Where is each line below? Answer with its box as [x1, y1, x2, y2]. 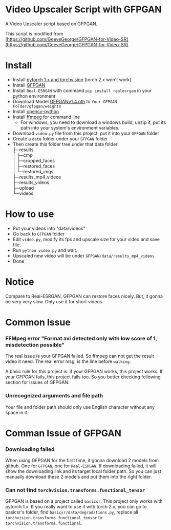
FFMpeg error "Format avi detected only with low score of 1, [5, 335, 157, 342]
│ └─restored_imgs [12, 168, 54, 174]
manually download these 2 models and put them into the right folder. [5, 474, 152, 480]
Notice [5, 276, 34, 287]
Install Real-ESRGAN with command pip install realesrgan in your [12, 87, 152, 94]
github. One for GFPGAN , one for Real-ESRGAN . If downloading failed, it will [5, 463, 157, 469]
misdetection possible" [5, 341, 65, 348]
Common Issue [5, 316, 71, 328]
